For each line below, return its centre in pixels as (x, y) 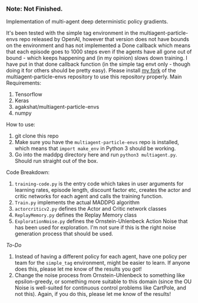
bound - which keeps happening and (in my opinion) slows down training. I (97, 58)
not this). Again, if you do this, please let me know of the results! (93, 294)
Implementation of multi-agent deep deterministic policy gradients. (87, 22)
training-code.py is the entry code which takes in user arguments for (99, 184)
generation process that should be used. (64, 234)
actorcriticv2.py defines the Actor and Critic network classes (90, 209)
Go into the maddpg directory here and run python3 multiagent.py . (96, 155)
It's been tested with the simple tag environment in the (72, 33)
